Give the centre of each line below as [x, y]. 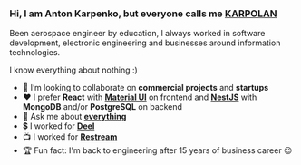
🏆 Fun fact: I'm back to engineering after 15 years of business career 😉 [157, 150]
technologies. [35, 53]
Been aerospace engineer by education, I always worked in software [137, 34]
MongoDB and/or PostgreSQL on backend [102, 107]
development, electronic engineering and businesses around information [145, 43]
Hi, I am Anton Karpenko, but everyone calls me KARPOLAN [143, 14]
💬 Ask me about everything [74, 117]
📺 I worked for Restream [70, 137]
